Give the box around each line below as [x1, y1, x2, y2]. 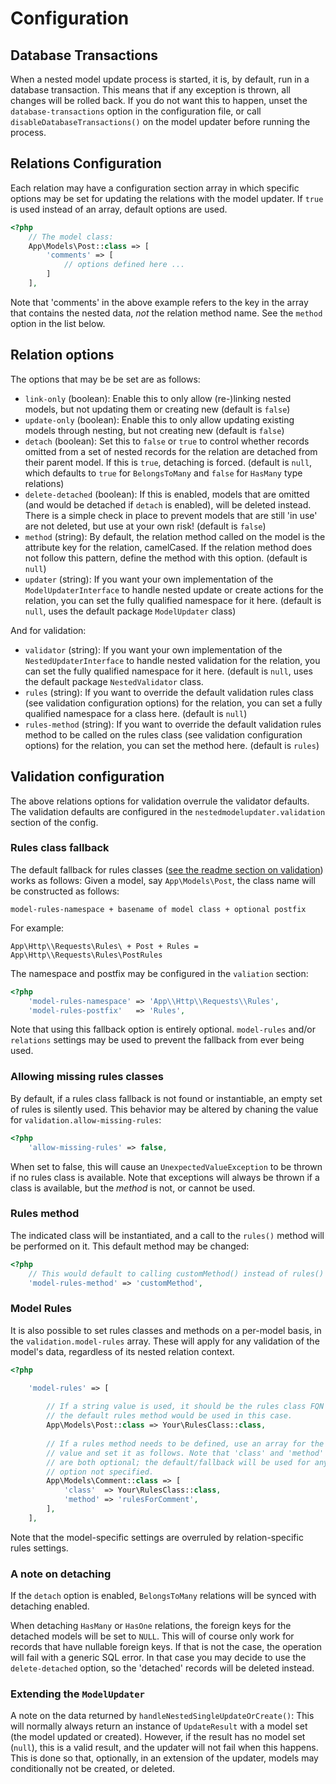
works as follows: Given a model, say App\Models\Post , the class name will [10, 874, 316, 886]
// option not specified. [46, 1467, 155, 1477]
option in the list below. [10, 317, 106, 329]
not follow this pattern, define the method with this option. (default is [24, 552, 308, 564]
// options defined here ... [63, 260, 186, 270]
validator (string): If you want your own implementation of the [24, 643, 283, 656]
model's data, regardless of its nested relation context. [10, 1345, 235, 1357]
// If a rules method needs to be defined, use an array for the [46, 1438, 325, 1449]
